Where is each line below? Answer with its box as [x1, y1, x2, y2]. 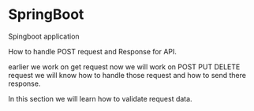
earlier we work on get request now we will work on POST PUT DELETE [8, 61, 241, 72]
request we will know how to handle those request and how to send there [8, 70, 247, 80]
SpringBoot [8, 6, 84, 24]
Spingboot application [8, 31, 80, 41]
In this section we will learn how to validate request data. [8, 94, 192, 103]
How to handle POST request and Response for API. [8, 46, 177, 56]
